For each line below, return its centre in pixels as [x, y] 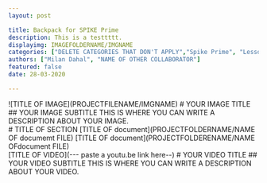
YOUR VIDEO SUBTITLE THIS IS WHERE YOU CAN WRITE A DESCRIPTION [130, 163]
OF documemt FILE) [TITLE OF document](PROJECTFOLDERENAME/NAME [132, 138]
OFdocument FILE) [39, 146]
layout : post [30, 16]
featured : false [35, 67]
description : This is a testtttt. [66, 37]
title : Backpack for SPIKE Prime [64, 30]
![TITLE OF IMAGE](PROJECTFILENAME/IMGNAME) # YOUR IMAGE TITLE [130, 103]
